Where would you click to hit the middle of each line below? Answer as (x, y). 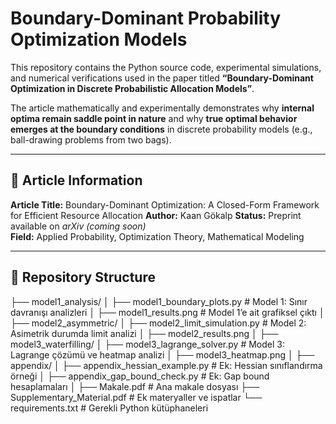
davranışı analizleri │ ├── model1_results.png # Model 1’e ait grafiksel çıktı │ (167, 312)
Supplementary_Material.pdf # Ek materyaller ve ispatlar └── (136, 397)
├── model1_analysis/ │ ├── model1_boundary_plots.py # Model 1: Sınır (159, 301)
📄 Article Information (76, 180)
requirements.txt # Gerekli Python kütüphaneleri (109, 408)
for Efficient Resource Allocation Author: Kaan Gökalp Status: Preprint (156, 215)
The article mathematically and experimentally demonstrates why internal (162, 108)
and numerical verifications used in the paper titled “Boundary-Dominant (162, 78)
